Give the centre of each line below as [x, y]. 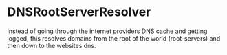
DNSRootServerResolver [79, 12]
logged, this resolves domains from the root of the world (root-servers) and [114, 38]
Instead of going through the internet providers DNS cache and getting [107, 31]
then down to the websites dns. [52, 45]
